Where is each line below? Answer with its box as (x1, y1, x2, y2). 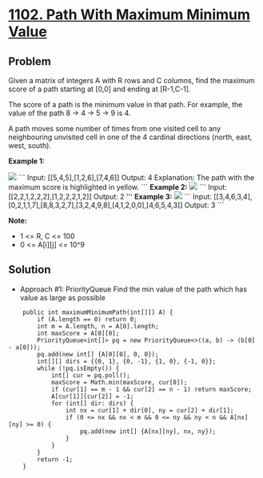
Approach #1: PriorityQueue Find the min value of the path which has (19, 284, 248, 294)
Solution (8, 263, 51, 277)
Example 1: (8, 156, 46, 166)
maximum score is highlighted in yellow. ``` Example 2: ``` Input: (8, 183, 228, 191)
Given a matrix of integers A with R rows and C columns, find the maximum (8, 76, 256, 85)
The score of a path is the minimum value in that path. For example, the (8, 100, 243, 109)
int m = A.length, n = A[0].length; (37, 322, 159, 330)
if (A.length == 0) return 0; (37, 315, 137, 323)
